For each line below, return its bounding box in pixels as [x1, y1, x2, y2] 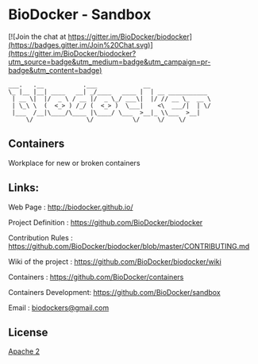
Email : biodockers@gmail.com [8, 303, 110, 312]
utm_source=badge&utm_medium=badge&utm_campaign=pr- [8, 57, 211, 67]
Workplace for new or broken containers [8, 158, 141, 167]
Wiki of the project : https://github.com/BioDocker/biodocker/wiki [8, 256, 222, 266]
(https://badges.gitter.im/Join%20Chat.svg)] [8, 40, 153, 49]
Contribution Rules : [8, 232, 73, 243]
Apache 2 [8, 347, 40, 356]
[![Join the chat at [8, 32, 67, 41]
